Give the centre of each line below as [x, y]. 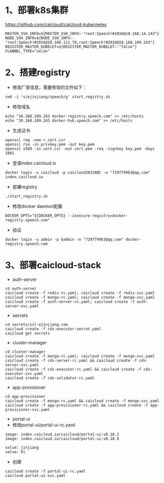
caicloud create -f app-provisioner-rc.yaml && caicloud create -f [77, 405]
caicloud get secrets [28, 333]
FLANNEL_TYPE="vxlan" [28, 51]
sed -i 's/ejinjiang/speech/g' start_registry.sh [58, 97]
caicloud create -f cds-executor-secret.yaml [53, 329]
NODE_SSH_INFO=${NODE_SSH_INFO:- [40, 38]
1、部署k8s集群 [37, 10]
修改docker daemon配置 [37, 206]
